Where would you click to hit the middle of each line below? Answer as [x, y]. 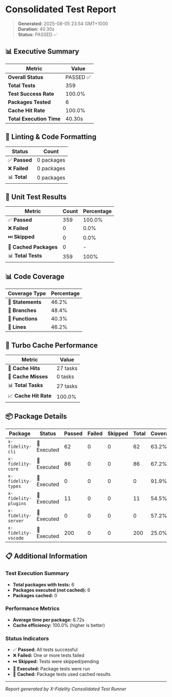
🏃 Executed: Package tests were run [51, 669]
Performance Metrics [33, 608]
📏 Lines [17, 327]
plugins [17, 503]
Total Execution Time [34, 119]
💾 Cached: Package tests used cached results [62, 674]
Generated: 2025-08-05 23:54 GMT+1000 [63, 24]
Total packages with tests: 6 [44, 584]
